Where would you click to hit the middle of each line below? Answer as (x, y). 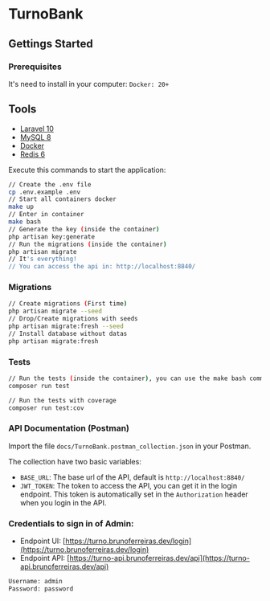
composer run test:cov (46, 408)
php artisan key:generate (51, 237)
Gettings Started (51, 44)
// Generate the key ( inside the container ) (84, 229)
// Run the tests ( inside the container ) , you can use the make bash (127, 378)
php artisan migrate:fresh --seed (66, 326)
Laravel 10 (37, 129)
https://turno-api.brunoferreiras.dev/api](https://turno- (160, 558)
